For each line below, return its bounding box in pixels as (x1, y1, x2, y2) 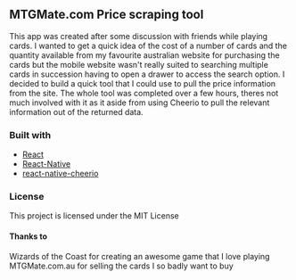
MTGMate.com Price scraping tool (9, 7, 204, 22)
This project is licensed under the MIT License (9, 210, 180, 221)
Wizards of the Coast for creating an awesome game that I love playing (9, 251, 270, 261)
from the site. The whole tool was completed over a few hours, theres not (9, 87, 279, 98)
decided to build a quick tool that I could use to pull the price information (9, 78, 276, 88)
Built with (9, 128, 52, 141)
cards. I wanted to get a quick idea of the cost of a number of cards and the (9, 40, 288, 51)
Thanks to (9, 231, 47, 242)
